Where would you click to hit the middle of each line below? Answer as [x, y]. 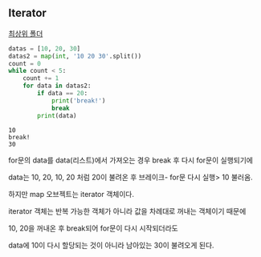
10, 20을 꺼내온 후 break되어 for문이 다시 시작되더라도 [93, 228]
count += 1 [41, 78]
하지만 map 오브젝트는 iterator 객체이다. [71, 194]
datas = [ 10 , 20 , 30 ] [45, 48]
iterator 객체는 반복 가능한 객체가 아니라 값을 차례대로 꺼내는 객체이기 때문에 [127, 211]
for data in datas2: [57, 86]
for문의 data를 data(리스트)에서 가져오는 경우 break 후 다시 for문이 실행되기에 [130, 160]
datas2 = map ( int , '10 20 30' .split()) [75, 56]
